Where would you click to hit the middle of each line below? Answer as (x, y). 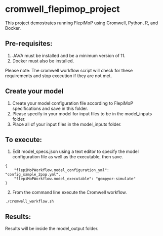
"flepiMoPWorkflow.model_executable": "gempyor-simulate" (75, 179)
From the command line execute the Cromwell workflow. (70, 192)
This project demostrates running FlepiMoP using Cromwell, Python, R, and (81, 23)
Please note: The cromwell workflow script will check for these (69, 70)
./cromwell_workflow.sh (30, 201)
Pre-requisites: (29, 44)
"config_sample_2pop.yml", (33, 175)
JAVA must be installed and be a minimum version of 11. (69, 55)
